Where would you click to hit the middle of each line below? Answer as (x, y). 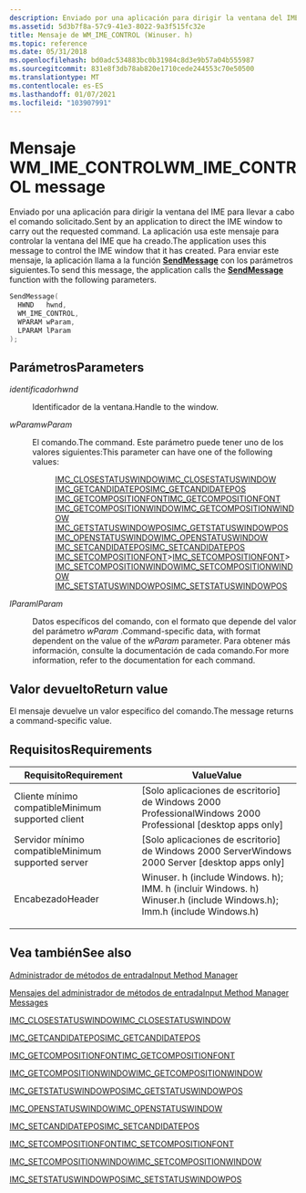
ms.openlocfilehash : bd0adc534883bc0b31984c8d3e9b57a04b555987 (132, 60)
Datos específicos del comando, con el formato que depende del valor (164, 622)
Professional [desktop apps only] (213, 825)
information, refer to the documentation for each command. (144, 660)
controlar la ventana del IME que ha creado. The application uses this (138, 241)
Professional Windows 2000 (201, 813)
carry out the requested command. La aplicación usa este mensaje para (144, 231)
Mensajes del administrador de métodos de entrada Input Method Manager (149, 992)
